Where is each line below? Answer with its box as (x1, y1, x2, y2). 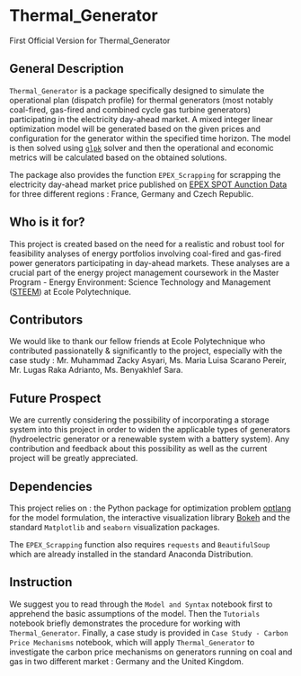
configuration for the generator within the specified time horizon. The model (9, 132, 291, 144)
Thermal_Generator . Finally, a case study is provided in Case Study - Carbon (9, 627, 289, 638)
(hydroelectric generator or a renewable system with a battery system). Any (9, 433, 290, 445)
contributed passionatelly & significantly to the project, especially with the (9, 345, 283, 356)
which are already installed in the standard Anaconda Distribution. (9, 549, 253, 559)
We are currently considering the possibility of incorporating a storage (9, 414, 270, 425)
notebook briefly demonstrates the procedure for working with (9, 618, 241, 628)
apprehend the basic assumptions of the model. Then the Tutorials (9, 608, 261, 618)
